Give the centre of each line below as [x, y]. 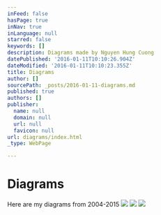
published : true [31, 91]
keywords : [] [26, 46]
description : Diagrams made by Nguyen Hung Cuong [81, 53]
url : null [28, 124]
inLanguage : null [32, 33]
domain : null [32, 117]
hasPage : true [28, 20]
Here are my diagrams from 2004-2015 [63, 205]
